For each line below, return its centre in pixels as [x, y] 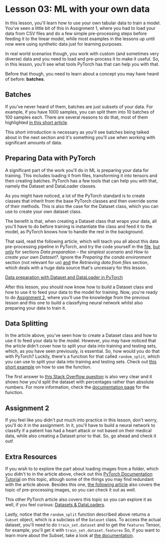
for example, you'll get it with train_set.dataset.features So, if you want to [83, 530]
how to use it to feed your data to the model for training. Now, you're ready [81, 292]
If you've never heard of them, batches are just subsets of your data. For [79, 106]
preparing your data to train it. [36, 308]
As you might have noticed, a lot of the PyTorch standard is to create [75, 196]
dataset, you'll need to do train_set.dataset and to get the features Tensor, [83, 525]
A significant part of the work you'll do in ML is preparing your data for [77, 170]
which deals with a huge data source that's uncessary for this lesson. [76, 268]
